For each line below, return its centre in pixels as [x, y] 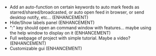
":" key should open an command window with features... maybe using [80, 28]
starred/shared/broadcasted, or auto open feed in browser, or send [77, 12]
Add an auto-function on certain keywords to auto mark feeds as [74, 7]
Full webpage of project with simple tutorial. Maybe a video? [70, 38]
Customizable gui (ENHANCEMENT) [46, 48]
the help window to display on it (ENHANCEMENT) [60, 33]
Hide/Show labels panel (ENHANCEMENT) [52, 22]
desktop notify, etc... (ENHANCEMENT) [49, 17]
